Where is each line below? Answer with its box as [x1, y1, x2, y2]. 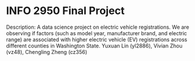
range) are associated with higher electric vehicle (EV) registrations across [6, 36, 187, 43]
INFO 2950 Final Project [6, 4, 125, 18]
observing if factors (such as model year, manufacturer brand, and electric [6, 29, 187, 36]
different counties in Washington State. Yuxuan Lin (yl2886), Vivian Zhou [6, 42, 183, 49]
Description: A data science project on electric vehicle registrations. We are [6, 23, 190, 30]
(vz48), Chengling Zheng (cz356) [6, 48, 87, 55]
